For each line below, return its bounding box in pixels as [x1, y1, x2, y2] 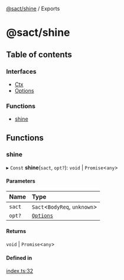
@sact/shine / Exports [6, 5, 60, 12]
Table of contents [6, 49, 72, 59]
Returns [6, 227, 27, 234]
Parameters [6, 178, 35, 185]
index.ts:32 [6, 268, 34, 275]
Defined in [6, 254, 32, 261]
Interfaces [6, 67, 37, 75]
